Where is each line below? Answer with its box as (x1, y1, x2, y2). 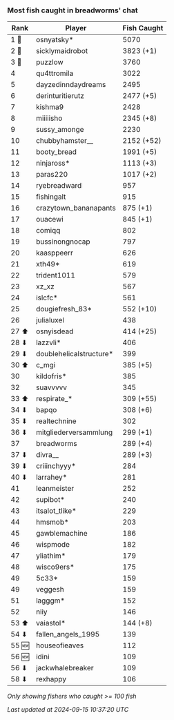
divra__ (35, 450, 59, 460)
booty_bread (35, 147, 77, 157)
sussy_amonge (35, 125, 84, 135)
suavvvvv (35, 382, 68, 392)
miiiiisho (35, 113, 63, 123)
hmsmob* (35, 517, 69, 527)
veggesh (35, 585, 64, 594)
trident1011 (35, 271, 76, 280)
